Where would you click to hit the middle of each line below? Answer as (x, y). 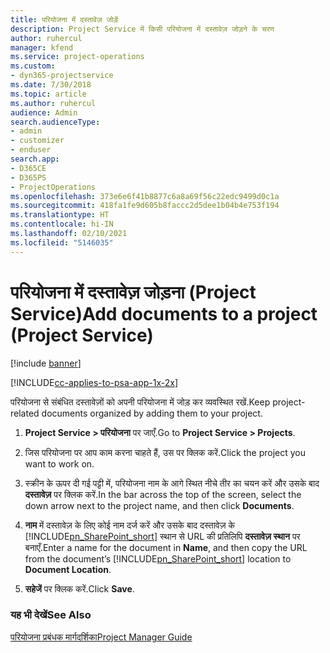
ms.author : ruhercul (53, 103)
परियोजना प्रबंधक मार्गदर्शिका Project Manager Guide (101, 637)
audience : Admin (44, 112)
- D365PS (28, 177)
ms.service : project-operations (77, 57)
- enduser (31, 150)
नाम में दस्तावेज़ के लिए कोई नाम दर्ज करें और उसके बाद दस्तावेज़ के (129, 525)
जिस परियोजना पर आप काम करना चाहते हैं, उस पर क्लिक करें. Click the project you (165, 452)
